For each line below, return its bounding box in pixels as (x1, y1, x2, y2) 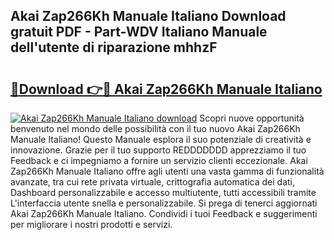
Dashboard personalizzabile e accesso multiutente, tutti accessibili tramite (10, 187, 317, 198)
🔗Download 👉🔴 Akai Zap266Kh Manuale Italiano (10, 80, 323, 98)
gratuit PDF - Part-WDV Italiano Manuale (10, 24, 268, 41)
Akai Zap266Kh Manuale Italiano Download (10, 8, 287, 25)
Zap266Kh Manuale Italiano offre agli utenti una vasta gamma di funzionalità (10, 165, 325, 177)
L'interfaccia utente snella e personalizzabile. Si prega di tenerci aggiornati (10, 197, 318, 209)
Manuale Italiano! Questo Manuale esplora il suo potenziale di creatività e (10, 134, 312, 145)
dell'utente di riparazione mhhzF (10, 39, 218, 56)
